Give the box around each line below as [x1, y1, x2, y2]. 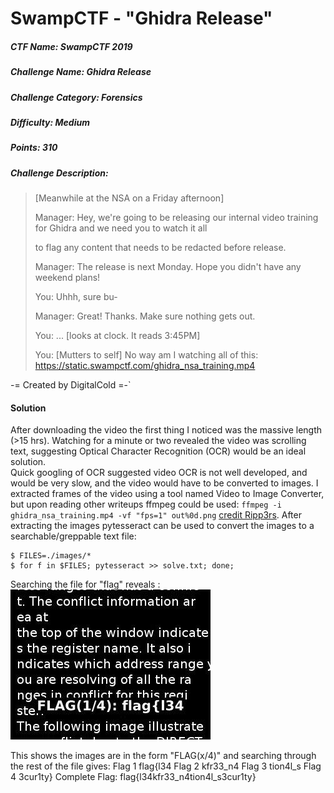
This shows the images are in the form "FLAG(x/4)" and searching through [10, 750, 317, 762]
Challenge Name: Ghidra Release [10, 66, 152, 78]
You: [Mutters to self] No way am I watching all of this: [34, 349, 259, 361]
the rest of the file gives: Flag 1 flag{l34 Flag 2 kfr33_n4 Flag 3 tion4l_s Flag [10, 760, 322, 772]
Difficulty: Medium [10, 116, 90, 128]
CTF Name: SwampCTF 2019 [10, 40, 133, 52]
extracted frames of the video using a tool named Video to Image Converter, [10, 488, 325, 500]
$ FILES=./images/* [10, 551, 92, 561]
